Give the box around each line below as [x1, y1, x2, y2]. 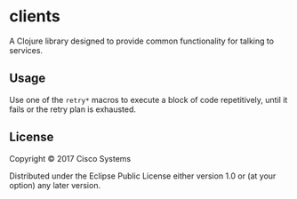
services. [9, 44, 43, 55]
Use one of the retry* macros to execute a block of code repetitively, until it [9, 94, 288, 105]
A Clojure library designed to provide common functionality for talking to [9, 36, 274, 46]
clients [9, 6, 60, 27]
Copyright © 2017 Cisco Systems [9, 153, 132, 163]
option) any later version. [9, 179, 100, 190]
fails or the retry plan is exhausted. [9, 104, 136, 115]
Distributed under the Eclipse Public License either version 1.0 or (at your [9, 171, 277, 181]
